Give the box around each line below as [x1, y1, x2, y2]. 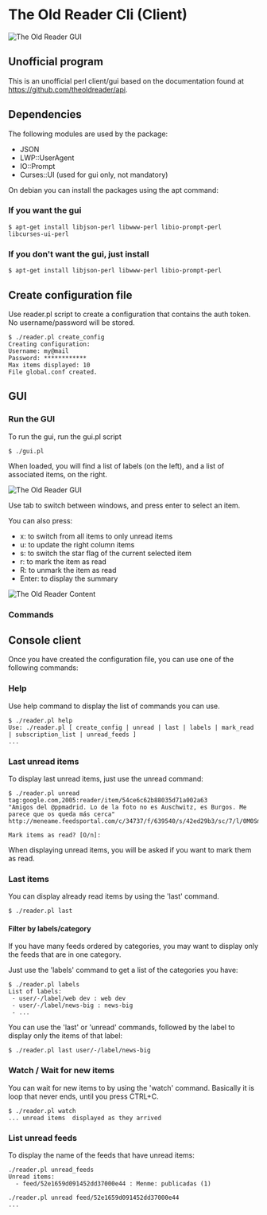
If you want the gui [8, 205, 82, 216]
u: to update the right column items [19, 539, 135, 549]
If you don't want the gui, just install [8, 249, 149, 260]
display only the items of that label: [8, 1031, 123, 1041]
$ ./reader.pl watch [8, 1107, 77, 1115]
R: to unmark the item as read [19, 565, 117, 574]
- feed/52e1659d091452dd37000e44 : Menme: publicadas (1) [15, 1180, 212, 1188]
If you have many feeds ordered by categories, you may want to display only [8, 942, 259, 951]
